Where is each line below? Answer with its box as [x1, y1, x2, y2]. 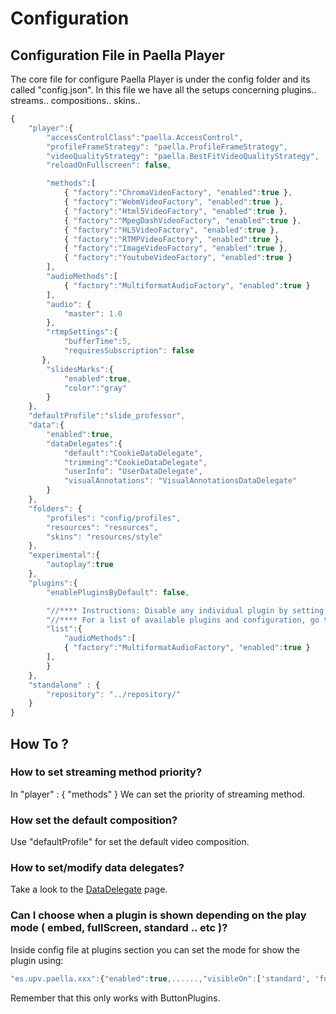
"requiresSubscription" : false [63, 346, 195, 356]
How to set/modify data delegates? [10, 861, 185, 875]
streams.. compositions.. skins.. [10, 95, 141, 106]
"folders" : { [28, 503, 83, 514]
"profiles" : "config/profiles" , [46, 513, 182, 523]
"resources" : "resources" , [46, 522, 159, 532]
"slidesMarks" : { [46, 364, 114, 374]
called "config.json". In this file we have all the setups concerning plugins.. [10, 84, 317, 96]
